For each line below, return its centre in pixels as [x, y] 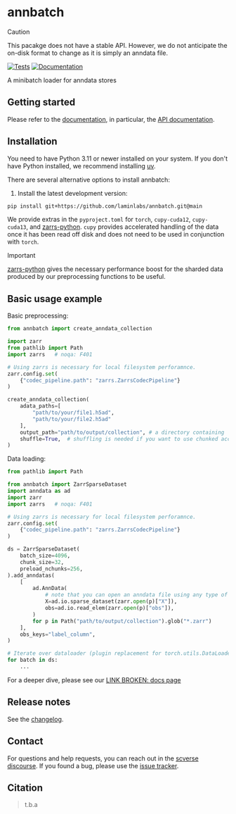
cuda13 [17, 227]
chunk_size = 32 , [42, 562]
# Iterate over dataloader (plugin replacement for [84, 653]
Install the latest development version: [72, 193]
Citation [25, 788]
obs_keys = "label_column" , [58, 634]
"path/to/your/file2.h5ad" [72, 419]
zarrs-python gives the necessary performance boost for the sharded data [115, 269]
